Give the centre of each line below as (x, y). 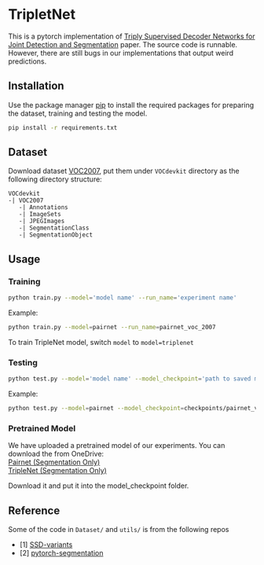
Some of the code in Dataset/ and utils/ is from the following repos (119, 530)
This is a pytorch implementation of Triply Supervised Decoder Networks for (132, 36)
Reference (34, 510)
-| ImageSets (40, 215)
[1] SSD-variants (46, 545)
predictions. (27, 61)
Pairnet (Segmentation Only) (54, 462)
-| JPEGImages (42, 222)
